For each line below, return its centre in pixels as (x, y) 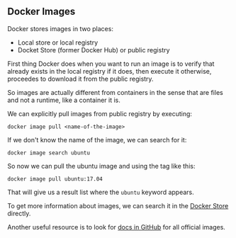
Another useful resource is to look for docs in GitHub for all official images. (116, 227)
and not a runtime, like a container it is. (64, 100)
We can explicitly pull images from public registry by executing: (100, 113)
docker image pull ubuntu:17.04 (55, 179)
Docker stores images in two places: (60, 28)
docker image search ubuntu (49, 153)
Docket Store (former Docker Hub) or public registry (94, 50)
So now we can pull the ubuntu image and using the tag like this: (101, 166)
